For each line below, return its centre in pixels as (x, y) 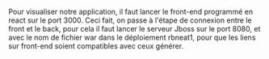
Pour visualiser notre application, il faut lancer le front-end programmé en (130, 12)
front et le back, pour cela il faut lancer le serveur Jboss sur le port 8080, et (134, 29)
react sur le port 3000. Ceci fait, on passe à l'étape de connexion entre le (130, 20)
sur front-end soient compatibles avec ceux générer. (96, 46)
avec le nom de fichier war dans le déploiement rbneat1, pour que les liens (132, 37)
